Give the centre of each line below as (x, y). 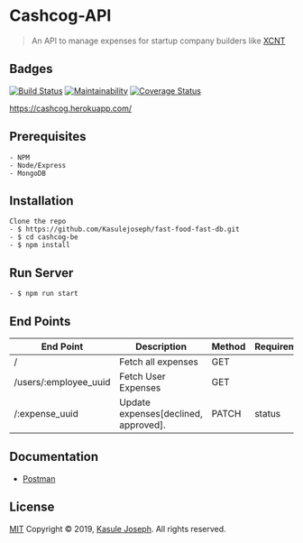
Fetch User (142, 377)
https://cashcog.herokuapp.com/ (71, 108)
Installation (41, 201)
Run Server (41, 273)
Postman (39, 478)
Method (229, 346)
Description (161, 346)
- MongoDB (28, 173)
